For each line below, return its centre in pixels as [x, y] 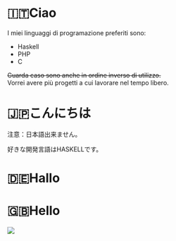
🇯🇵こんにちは [49, 113]
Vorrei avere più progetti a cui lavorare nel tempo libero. [88, 82]
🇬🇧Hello [34, 211]
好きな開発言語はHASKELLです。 [55, 149]
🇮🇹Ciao [32, 13]
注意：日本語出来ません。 [44, 134]
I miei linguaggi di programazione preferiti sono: [77, 32]
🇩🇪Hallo [34, 178]
